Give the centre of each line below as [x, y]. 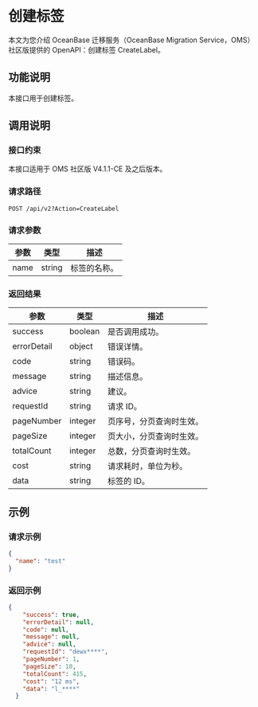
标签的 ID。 [128, 481]
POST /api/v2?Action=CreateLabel [64, 209]
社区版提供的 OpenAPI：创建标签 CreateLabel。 [86, 49]
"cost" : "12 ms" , [51, 682]
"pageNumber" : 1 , [51, 659]
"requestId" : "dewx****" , [66, 652]
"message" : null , [51, 637]
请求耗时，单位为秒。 [147, 467]
